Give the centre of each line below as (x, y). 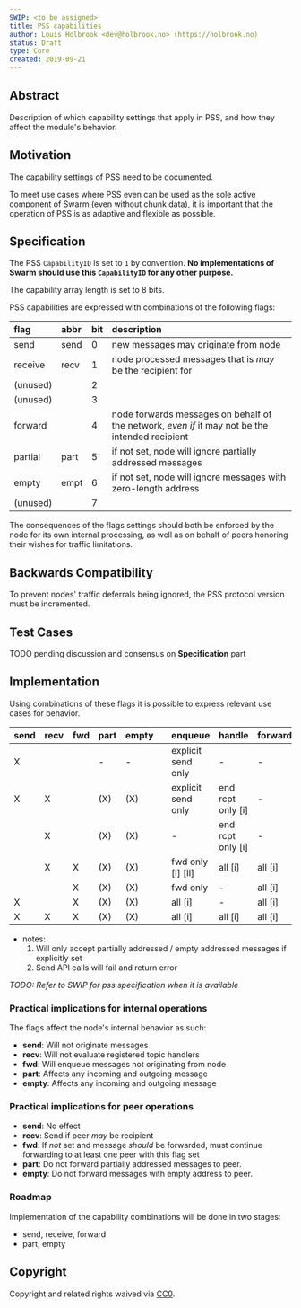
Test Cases (41, 632)
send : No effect (51, 1126)
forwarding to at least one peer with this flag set (111, 1154)
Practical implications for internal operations (108, 1008)
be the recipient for (152, 371)
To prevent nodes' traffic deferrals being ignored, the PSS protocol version (147, 595)
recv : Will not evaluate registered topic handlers (111, 1055)
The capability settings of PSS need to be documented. (111, 177)
